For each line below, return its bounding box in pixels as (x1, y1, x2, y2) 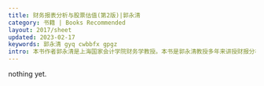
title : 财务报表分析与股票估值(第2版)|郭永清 (8, 11, 141, 20)
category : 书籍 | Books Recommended (8, 19, 126, 27)
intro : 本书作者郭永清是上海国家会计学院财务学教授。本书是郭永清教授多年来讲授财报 (8, 48, 250, 56)
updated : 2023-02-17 (8, 33, 76, 41)
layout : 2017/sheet (8, 26, 72, 34)
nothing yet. (8, 70, 47, 78)
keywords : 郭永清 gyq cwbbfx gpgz (8, 41, 118, 48)
